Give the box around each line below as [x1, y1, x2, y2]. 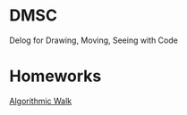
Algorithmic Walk [9, 95, 72, 106]
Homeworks [9, 66, 102, 86]
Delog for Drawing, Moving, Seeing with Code [9, 35, 179, 45]
